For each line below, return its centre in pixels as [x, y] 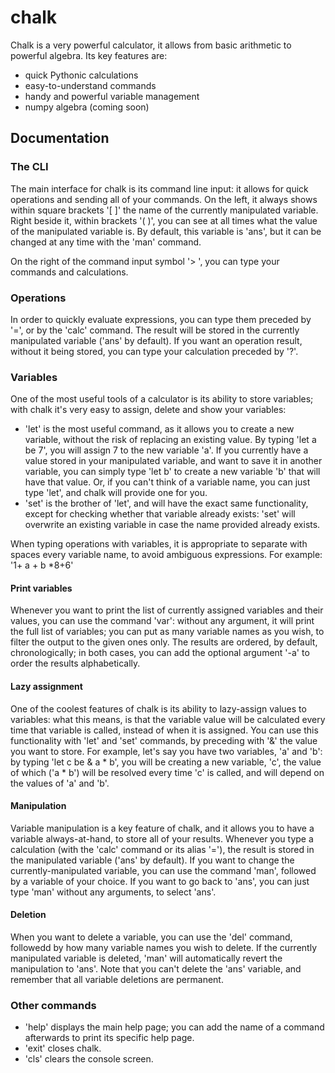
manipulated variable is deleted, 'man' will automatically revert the [146, 958]
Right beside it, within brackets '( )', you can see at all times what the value [164, 220]
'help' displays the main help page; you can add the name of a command [174, 1027]
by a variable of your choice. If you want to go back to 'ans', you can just [160, 881]
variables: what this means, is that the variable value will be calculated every [168, 719]
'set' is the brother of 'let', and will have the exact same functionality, [166, 503]
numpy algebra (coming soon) [87, 107]
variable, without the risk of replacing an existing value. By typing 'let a [170, 440]
